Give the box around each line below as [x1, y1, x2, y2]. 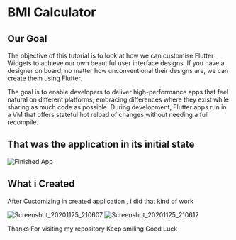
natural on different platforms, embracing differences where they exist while [7, 95, 229, 104]
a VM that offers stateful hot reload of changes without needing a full [7, 111, 209, 119]
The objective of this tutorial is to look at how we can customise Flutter [7, 51, 214, 60]
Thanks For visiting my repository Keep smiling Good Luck [7, 224, 178, 233]
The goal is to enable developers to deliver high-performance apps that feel [7, 88, 229, 96]
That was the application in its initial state [7, 138, 195, 151]
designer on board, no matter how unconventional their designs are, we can [7, 67, 229, 75]
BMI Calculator [7, 4, 96, 21]
